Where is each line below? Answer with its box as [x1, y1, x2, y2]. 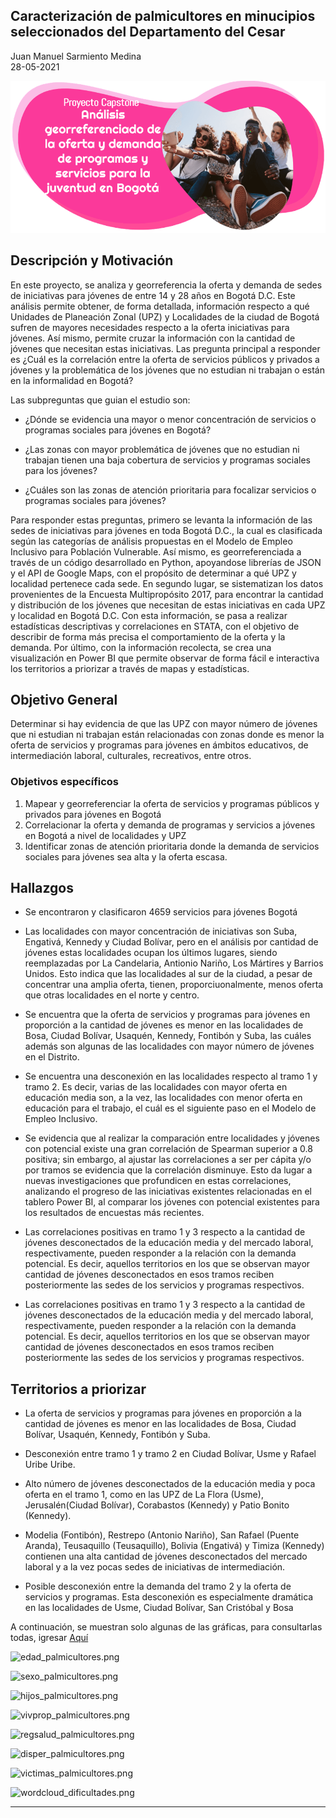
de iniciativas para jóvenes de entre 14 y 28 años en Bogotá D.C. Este [10, 289, 296, 301]
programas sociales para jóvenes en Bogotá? [24, 424, 212, 436]
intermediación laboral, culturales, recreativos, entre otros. [10, 750, 252, 762]
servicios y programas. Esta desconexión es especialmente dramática [24, 1591, 314, 1603]
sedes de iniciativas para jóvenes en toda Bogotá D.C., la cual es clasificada [10, 524, 323, 536]
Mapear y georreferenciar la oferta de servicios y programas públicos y [24, 797, 320, 809]
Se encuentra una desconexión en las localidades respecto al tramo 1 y [24, 1070, 318, 1083]
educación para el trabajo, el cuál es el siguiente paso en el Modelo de [24, 1102, 317, 1114]
